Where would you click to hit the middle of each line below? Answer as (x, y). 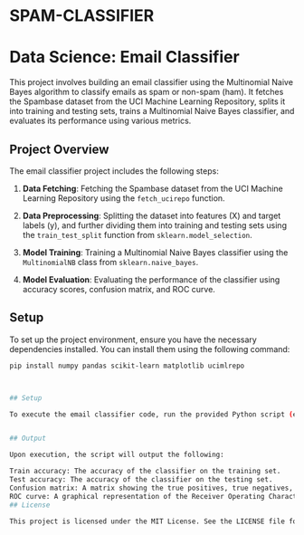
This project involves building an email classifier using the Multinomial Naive (152, 82)
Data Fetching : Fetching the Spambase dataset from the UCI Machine (152, 188)
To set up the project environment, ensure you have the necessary (133, 339)
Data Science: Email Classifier (124, 57)
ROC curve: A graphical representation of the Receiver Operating (137, 496)
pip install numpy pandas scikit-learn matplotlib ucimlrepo (127, 366)
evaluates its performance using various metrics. (100, 121)
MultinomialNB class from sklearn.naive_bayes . (110, 262)
